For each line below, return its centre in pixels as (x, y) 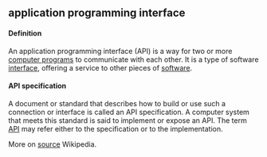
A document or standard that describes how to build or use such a (117, 103)
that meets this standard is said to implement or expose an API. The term (128, 120)
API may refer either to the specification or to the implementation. (116, 128)
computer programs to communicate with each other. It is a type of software (133, 59)
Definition (25, 33)
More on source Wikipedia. (53, 144)
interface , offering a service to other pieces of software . (100, 67)
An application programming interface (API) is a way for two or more (120, 51)
